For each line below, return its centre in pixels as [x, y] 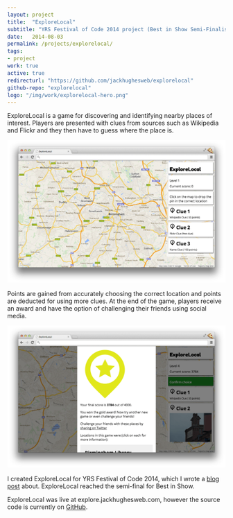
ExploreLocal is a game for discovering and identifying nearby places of [110, 116]
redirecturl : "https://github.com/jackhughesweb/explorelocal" [101, 80]
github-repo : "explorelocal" [49, 88]
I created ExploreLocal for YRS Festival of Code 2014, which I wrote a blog [113, 478]
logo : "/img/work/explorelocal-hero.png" [68, 95]
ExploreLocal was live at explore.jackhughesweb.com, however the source [114, 499]
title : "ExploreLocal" [42, 22]
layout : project [31, 15]
